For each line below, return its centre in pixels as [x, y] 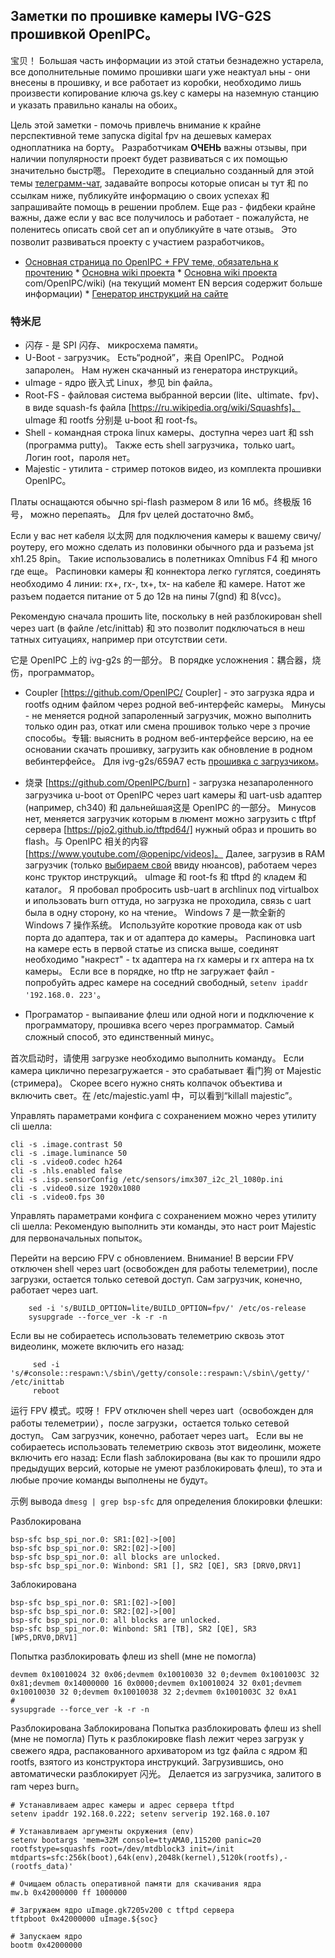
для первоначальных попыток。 [79, 1238]
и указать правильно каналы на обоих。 [96, 105]
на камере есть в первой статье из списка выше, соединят [151, 949]
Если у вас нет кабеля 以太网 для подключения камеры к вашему [151, 536]
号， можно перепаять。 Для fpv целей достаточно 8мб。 [135, 515]
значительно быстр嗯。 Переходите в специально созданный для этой [162, 170]
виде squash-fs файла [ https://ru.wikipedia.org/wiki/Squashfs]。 [166, 408]
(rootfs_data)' [42, 1867]
